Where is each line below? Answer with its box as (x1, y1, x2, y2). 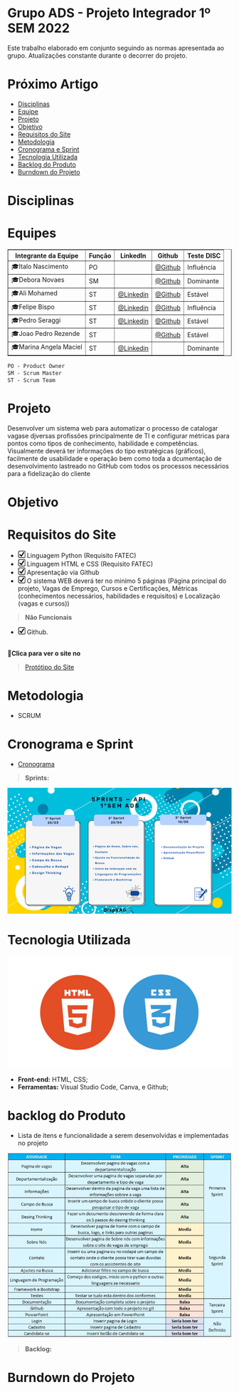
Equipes (7, 226, 57, 241)
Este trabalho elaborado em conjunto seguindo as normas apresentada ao (7, 43, 225, 52)
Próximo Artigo (7, 76, 99, 93)
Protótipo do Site (24, 663, 75, 671)
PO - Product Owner (7, 362, 65, 369)
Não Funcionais (24, 613, 73, 621)
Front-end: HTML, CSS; (17, 1075, 88, 1083)
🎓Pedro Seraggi (11, 315, 61, 325)
